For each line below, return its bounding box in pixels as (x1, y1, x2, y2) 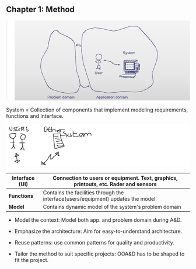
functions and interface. (6, 113, 64, 120)
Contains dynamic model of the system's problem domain (43, 204, 181, 211)
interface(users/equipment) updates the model (43, 195, 156, 202)
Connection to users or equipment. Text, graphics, (52, 174, 178, 181)
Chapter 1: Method (6, 5, 75, 15)
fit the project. (14, 256, 49, 263)
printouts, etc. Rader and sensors (73, 180, 157, 187)
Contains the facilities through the (43, 189, 124, 196)
